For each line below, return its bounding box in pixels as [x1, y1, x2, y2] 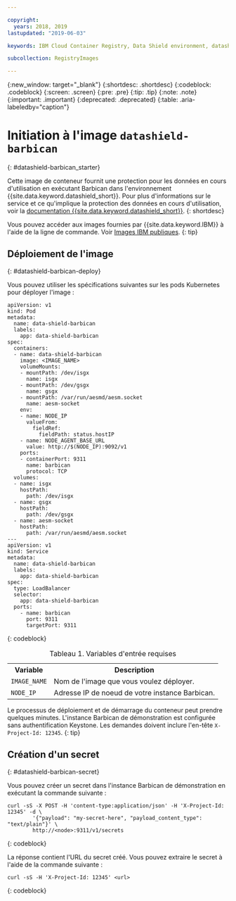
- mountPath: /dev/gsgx [20, 382, 90, 389]
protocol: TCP [25, 467, 68, 475]
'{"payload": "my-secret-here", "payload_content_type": [32, 814, 202, 821]
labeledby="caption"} [7, 103, 70, 111]
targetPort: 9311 [25, 622, 77, 629]
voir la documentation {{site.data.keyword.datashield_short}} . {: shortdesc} [7, 207, 225, 215]
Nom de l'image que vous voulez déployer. [53, 676, 195, 686]
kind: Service [7, 548, 49, 555]
